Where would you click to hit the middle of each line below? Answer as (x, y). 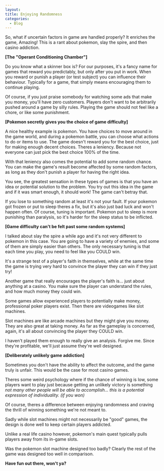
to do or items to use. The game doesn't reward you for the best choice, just (82, 142)
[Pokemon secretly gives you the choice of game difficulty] (67, 122)
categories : (17, 19)
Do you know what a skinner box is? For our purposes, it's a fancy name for (81, 67)
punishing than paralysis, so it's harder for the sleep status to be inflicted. (79, 217)
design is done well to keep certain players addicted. (58, 424)
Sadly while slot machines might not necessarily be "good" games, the (76, 420)
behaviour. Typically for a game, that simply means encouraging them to (78, 82)
